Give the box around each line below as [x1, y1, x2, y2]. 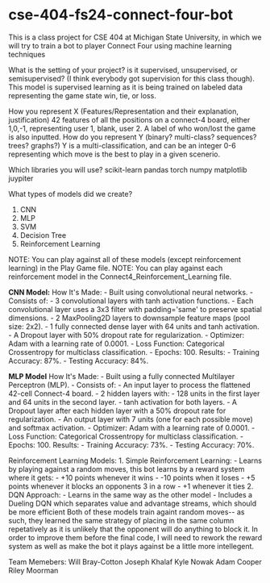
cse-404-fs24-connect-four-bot [8, 6, 234, 24]
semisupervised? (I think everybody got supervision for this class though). [8, 73, 255, 83]
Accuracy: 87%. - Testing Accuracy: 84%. [8, 356, 149, 365]
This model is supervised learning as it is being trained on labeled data [8, 82, 243, 92]
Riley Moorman [8, 565, 59, 575]
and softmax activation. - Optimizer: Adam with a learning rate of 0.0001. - [8, 423, 255, 432]
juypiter [8, 173, 34, 183]
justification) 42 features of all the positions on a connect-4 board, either [8, 115, 251, 124]
